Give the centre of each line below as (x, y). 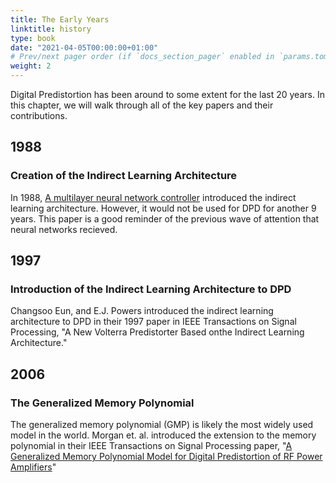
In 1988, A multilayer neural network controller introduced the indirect (153, 197)
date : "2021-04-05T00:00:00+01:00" (84, 47)
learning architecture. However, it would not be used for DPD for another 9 (163, 208)
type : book (33, 38)
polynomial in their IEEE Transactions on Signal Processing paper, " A (151, 446)
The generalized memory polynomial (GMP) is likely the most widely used (162, 425)
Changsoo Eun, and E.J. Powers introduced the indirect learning (142, 311)
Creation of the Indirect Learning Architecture (124, 176)
